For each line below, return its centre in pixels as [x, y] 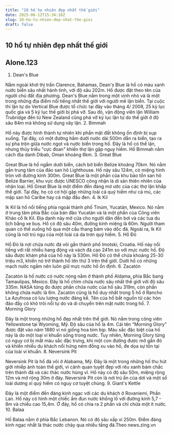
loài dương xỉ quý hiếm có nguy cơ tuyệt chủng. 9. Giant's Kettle [73, 383]
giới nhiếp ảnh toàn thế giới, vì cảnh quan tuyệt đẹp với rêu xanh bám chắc [84, 367]
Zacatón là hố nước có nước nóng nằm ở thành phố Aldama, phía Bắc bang [84, 276]
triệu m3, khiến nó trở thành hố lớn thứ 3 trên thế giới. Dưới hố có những [81, 261]
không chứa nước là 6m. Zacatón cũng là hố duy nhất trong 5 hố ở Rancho [84, 292]
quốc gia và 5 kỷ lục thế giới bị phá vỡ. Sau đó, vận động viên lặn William [82, 112]
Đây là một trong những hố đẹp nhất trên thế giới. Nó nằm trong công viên [84, 319]
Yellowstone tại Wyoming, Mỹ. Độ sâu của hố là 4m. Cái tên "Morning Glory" [86, 324]
